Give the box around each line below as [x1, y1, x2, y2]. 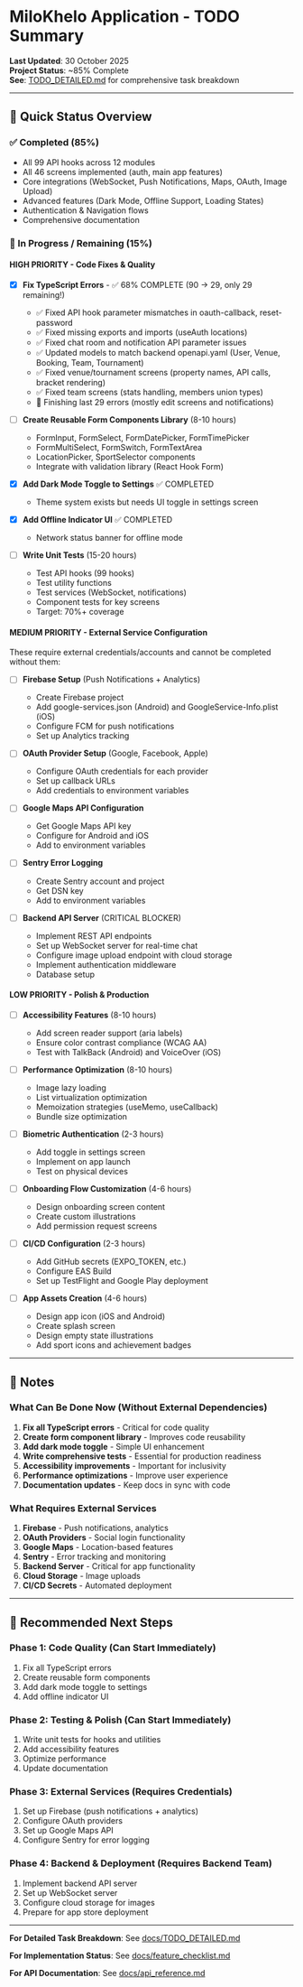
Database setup [35, 969, 96, 980]
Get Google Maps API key [35, 821, 132, 831]
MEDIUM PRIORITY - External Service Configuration [9, 627, 208, 637]
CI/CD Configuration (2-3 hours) [22, 1239, 146, 1249]
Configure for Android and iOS [35, 831, 149, 841]
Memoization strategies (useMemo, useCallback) [35, 1101, 219, 1112]
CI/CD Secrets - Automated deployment [22, 1580, 172, 1591]
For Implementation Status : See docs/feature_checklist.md [9, 1950, 231, 1961]
